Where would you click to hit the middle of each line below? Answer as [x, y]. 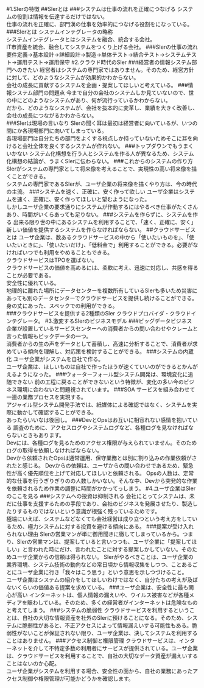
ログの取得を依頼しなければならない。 [54, 450]
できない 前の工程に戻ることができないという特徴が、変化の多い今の [97, 382]
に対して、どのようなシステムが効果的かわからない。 [73, 77]
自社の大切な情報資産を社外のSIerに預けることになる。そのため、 [105, 618]
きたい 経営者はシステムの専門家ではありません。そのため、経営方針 [108, 70]
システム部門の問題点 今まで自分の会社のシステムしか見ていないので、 [100, 93]
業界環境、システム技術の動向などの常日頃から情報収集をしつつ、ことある [100, 564]
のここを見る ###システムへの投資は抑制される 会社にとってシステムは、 [98, 496]
